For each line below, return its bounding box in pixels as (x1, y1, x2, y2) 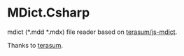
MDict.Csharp (7, 5, 90, 21)
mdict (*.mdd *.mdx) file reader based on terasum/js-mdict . (7, 28, 178, 36)
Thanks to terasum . (7, 41, 63, 49)
